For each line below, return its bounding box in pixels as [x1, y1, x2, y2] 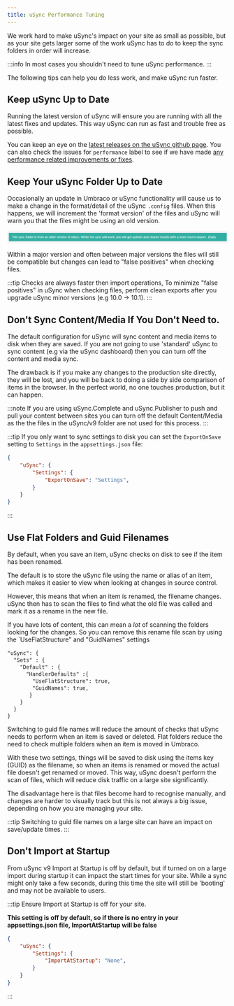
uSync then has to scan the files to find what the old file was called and [7, 600, 213, 608]
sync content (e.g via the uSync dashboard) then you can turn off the [7, 347, 207, 356]
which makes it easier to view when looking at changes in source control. [7, 579, 218, 587]
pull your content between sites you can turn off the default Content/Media [7, 411, 224, 420]
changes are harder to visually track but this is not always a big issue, [7, 797, 207, 805]
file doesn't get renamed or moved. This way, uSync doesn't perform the [7, 768, 217, 777]
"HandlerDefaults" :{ [25, 671, 89, 678]
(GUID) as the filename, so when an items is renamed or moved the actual [7, 761, 220, 770]
